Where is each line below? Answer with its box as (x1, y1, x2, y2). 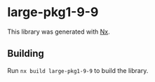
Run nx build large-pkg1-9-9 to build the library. (7, 66, 149, 74)
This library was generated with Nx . (7, 27, 110, 36)
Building (7, 48, 44, 60)
